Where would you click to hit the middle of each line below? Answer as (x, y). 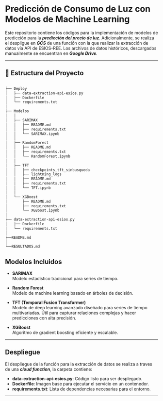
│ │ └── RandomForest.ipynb (38, 156)
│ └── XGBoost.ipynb (32, 210)
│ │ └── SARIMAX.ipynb (32, 134)
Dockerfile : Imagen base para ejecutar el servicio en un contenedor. (81, 384)
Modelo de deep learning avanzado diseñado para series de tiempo (80, 308)
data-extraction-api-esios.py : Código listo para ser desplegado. (77, 378)
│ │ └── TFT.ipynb (28, 188)
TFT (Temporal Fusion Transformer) (49, 302)
